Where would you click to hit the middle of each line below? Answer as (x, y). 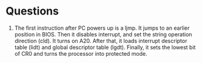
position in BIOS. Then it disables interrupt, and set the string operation (103, 34)
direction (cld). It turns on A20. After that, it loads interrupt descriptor (101, 41)
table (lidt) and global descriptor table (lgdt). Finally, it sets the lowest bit (105, 47)
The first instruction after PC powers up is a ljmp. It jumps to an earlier (102, 28)
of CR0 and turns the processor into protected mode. (81, 53)
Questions (32, 11)
